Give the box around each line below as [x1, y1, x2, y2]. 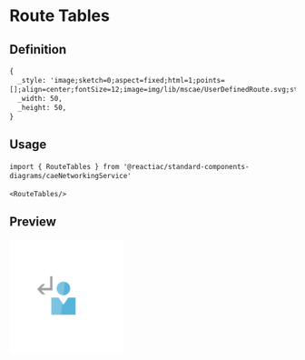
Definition [9, 42, 66, 57]
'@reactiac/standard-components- [123, 162, 250, 171]
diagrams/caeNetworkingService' [9, 171, 132, 180]
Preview [9, 215, 57, 230]
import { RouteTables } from [9, 162, 120, 171]
